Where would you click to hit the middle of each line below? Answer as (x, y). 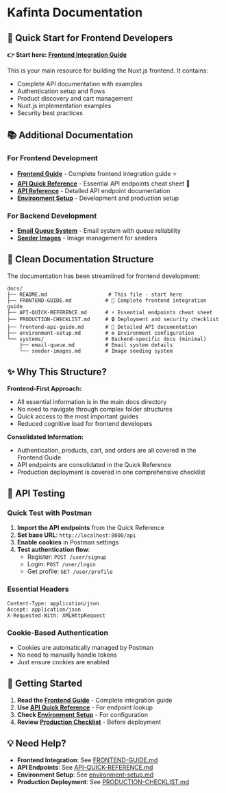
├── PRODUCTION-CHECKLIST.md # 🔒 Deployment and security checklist (113, 319)
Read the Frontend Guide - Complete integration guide (95, 700)
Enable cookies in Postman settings (68, 542)
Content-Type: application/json (53, 603)
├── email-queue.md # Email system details (96, 345)
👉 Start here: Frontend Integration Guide (67, 55)
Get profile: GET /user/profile (70, 571)
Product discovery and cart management (75, 98)
